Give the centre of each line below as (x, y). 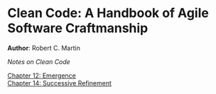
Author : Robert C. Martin (44, 48)
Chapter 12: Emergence (42, 75)
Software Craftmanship (78, 28)
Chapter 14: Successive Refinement (59, 83)
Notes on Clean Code (39, 61)
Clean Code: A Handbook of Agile (108, 13)
